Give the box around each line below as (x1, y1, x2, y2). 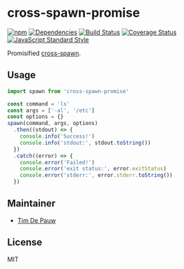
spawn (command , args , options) (7, 120, 98, 127)
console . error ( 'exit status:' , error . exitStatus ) (20, 166, 167, 173)
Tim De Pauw (17, 216, 56, 224)
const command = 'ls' (7, 100, 70, 108)
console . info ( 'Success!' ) (20, 133, 95, 140)
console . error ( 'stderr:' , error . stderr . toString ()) (20, 172, 173, 179)
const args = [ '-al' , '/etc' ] (7, 107, 95, 114)
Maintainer (7, 198, 56, 210)
